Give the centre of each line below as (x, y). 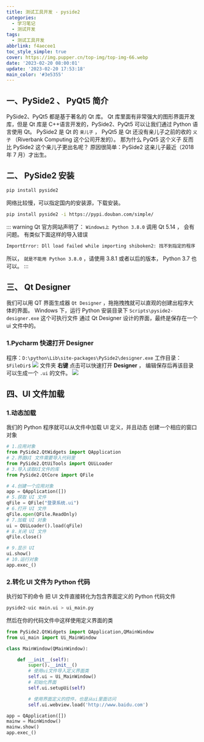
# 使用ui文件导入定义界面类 (59, 671)
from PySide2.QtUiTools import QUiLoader (60, 464)
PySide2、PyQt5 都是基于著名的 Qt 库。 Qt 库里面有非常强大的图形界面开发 (101, 117)
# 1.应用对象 (21, 446)
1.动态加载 (21, 413)
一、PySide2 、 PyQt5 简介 (57, 100)
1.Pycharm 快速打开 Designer (50, 343)
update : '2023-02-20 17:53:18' (46, 69)
